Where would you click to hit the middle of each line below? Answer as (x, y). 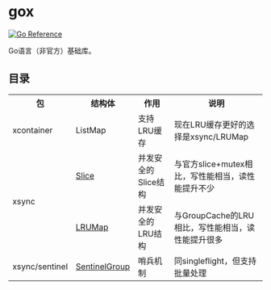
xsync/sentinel (40, 267)
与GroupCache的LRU (214, 215)
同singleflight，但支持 (215, 261)
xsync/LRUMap (219, 137)
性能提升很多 (198, 239)
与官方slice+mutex (209, 164)
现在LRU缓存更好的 (211, 124)
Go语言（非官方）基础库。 (52, 50)
